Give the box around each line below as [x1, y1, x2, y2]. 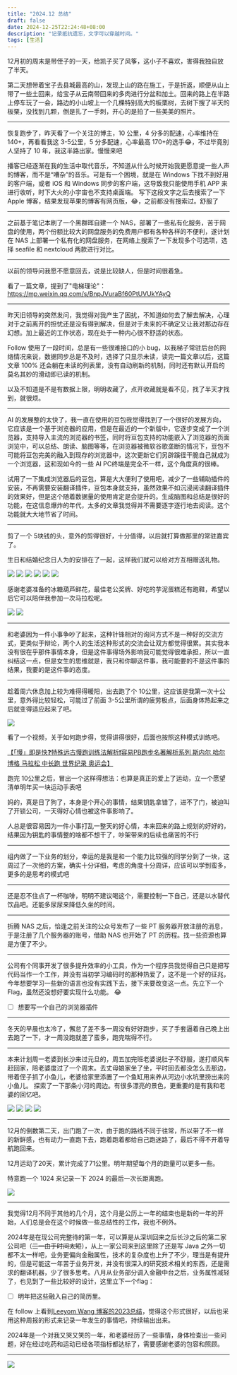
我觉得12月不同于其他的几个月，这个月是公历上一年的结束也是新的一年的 [7, 1209, 218, 1217]
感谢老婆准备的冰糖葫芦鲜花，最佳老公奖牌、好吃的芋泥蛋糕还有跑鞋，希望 [7, 585, 224, 594]
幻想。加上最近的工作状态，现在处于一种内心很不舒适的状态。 [7, 329, 187, 337]
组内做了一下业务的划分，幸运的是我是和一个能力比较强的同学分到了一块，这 [7, 852, 230, 861]
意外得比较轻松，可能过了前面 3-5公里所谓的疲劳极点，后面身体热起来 [19, 696, 224, 704]
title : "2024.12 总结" [7, 10, 72, 18]
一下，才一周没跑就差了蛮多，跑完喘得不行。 [25, 1033, 156, 1042]
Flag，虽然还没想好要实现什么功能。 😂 [7, 988, 122, 996]
